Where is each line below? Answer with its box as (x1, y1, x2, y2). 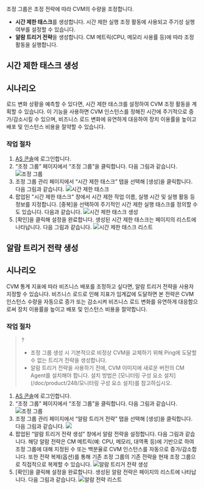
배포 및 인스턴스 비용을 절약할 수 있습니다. (6, 123, 105, 131)
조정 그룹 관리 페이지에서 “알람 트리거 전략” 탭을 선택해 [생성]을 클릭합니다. (15, 415, 193, 422)
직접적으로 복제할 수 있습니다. (21, 461, 92, 468)
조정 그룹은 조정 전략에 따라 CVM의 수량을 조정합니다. (6, 5, 134, 12)
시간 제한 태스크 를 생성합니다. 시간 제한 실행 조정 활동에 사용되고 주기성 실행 (15, 18, 195, 26)
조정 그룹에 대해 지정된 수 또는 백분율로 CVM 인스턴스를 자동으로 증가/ (15, 446, 183, 453)
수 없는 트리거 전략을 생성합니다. (30, 356, 107, 364)
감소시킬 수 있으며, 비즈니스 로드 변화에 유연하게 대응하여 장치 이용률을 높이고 (13, 116, 197, 123)
